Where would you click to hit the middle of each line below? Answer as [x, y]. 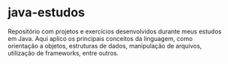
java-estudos [46, 13]
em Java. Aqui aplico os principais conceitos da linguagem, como [100, 38]
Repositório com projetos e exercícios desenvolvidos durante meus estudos [115, 31]
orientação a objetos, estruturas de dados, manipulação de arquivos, [105, 46]
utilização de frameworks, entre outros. [63, 53]
